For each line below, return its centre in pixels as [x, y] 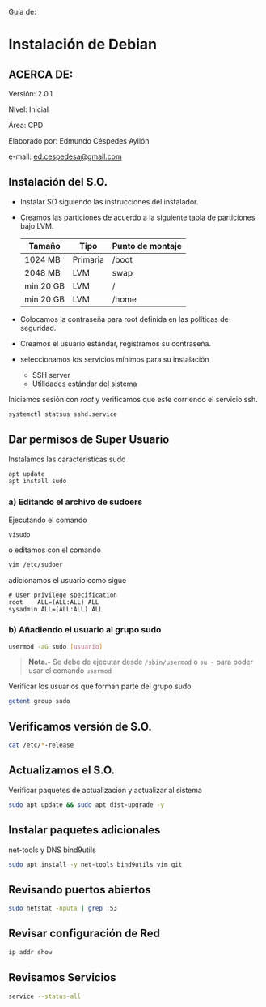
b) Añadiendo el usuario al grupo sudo [85, 630]
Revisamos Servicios [62, 977]
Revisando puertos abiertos [80, 890]
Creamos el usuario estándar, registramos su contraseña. [116, 343]
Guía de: [22, 12]
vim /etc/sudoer [36, 565]
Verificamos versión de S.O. [80, 726]
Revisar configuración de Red [84, 934]
